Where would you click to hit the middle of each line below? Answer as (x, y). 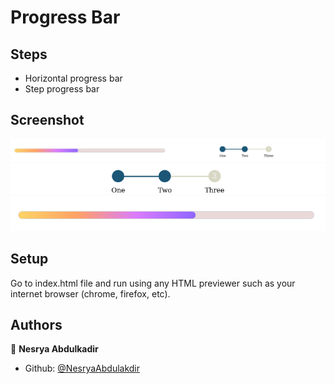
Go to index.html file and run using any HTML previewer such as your (153, 283)
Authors (36, 325)
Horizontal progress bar (73, 78)
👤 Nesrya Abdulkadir (54, 349)
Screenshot (47, 120)
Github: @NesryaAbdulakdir (82, 368)
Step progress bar (62, 89)
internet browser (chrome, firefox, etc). (90, 293)
